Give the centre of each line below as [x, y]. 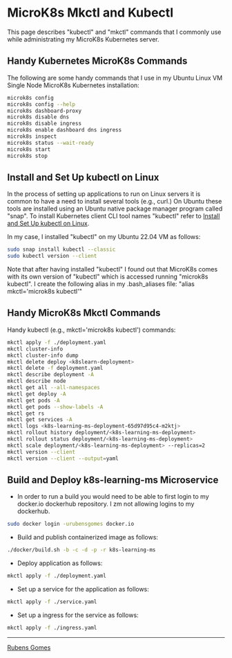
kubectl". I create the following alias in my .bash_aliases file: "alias [101, 284]
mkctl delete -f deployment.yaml [55, 368]
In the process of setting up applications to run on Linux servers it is [104, 194]
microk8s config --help [41, 104]
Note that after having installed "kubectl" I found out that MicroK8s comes [113, 269]
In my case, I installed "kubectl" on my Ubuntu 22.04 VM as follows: [104, 237]
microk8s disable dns [38, 117]
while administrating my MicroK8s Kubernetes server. [83, 39]
